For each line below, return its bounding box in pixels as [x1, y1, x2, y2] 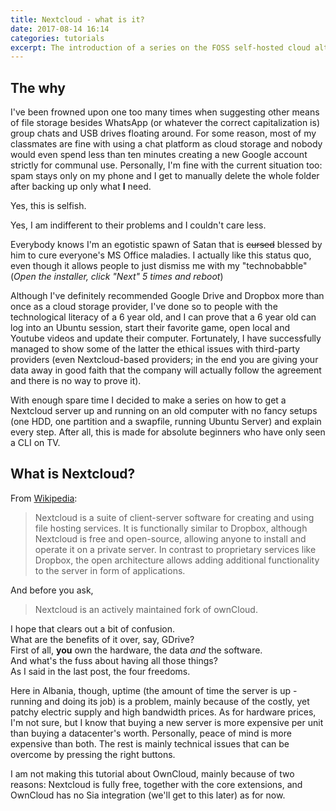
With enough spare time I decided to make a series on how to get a [10, 394, 287, 406]
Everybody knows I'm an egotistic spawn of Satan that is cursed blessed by [10, 239, 323, 251]
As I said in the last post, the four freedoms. [10, 665, 191, 677]
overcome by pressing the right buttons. [10, 748, 176, 760]
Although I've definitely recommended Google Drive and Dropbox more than [10, 290, 325, 302]
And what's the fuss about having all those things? [10, 654, 218, 666]
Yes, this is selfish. [10, 200, 87, 212]
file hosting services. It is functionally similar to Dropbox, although [34, 522, 308, 534]
